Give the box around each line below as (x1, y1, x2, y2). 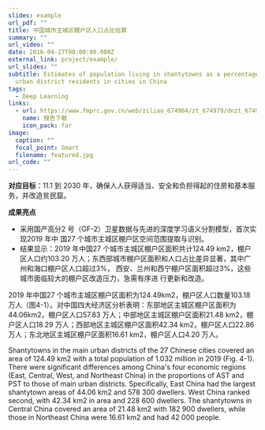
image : (8, 129, 30, 136)
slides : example (8, 11, 62, 20)
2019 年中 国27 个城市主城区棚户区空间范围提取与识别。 (26, 234, 209, 244)
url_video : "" (8, 41, 55, 49)
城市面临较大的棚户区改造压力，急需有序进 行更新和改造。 (19, 274, 209, 283)
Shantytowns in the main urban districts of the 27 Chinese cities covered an (8, 346, 255, 355)
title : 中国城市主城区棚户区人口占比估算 (8, 26, 128, 34)
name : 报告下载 (22, 114, 68, 122)
